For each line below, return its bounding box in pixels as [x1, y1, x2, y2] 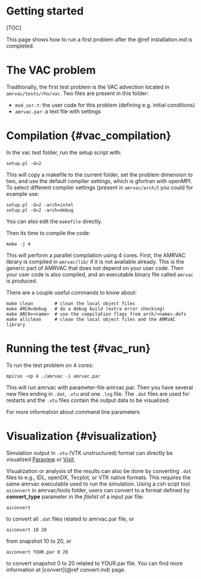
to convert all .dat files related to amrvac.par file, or [6, 515, 134, 522]
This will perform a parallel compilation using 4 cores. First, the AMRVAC [6, 251, 186, 258]
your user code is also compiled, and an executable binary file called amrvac [6, 271, 194, 278]
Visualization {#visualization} [6, 429, 158, 443]
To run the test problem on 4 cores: [6, 361, 94, 369]
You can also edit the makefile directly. [6, 218, 103, 225]
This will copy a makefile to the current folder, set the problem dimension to [6, 171, 193, 178]
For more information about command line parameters [6, 408, 140, 415]
